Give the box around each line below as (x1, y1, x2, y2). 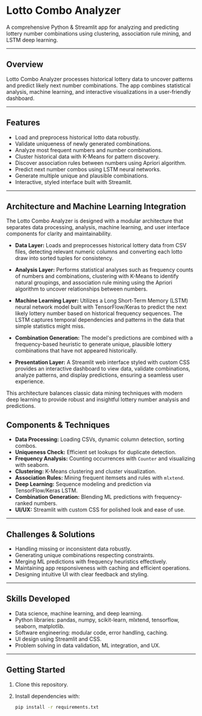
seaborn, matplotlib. (14, 622, 65, 629)
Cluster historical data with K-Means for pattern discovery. (14, 153, 161, 160)
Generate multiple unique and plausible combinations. (14, 172, 148, 179)
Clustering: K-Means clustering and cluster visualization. (14, 468, 156, 475)
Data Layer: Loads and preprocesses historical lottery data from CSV (14, 242, 187, 249)
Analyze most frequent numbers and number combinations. (14, 146, 163, 153)
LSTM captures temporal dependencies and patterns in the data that (14, 316, 185, 324)
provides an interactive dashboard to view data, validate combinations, (14, 365, 191, 372)
